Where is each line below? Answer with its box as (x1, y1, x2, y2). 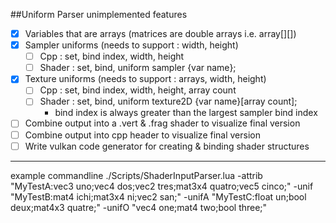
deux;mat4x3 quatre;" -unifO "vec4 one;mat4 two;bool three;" (10, 201, 268, 213)
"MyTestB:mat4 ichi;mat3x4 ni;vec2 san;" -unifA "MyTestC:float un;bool (10, 190, 307, 203)
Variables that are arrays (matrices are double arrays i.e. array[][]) (24, 28, 297, 39)
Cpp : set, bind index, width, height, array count (39, 84, 237, 96)
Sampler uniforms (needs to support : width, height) (24, 39, 239, 51)
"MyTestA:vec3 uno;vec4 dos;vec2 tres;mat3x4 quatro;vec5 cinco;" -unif (10, 180, 314, 192)
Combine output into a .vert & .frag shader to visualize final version (24, 117, 301, 129)
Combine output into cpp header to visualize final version (24, 129, 261, 141)
